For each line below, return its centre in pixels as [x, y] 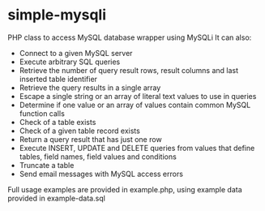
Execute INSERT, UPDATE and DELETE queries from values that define [137, 148]
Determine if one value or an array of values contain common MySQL [135, 105]
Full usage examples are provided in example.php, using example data [125, 189]
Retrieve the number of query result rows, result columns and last [129, 70]
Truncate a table [47, 165]
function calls [42, 113]
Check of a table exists [58, 122]
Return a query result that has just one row [91, 139]
